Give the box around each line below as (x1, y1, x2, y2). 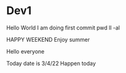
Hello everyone (6, 47, 45, 55)
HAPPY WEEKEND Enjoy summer (6, 36, 91, 43)
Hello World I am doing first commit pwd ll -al (6, 24, 120, 31)
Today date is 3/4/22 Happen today (6, 60, 96, 67)
